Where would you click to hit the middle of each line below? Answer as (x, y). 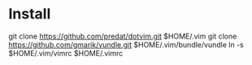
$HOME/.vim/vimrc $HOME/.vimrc (66, 53)
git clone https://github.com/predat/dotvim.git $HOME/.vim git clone (123, 36)
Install (30, 14)
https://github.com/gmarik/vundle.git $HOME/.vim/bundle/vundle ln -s (126, 44)
